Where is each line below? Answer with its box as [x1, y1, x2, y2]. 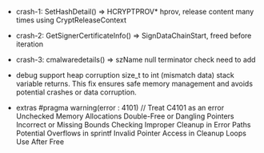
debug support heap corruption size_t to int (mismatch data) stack [15, 70, 234, 79]
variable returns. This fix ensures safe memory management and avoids [15, 79, 254, 88]
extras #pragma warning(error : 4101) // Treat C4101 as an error [15, 103, 225, 112]
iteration [15, 39, 44, 49]
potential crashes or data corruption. [15, 87, 138, 97]
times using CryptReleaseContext [15, 15, 126, 25]
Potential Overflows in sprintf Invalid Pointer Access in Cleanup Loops [15, 128, 246, 138]
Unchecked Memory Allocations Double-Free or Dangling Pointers [15, 111, 234, 121]
